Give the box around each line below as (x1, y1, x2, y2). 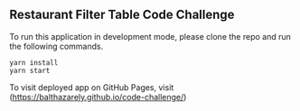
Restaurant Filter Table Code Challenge (9, 7, 235, 23)
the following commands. (9, 41, 104, 51)
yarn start (9, 66, 51, 75)
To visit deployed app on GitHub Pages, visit (9, 81, 174, 93)
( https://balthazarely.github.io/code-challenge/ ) (9, 91, 187, 102)
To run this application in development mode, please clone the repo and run (9, 31, 292, 42)
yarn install (9, 58, 59, 67)
